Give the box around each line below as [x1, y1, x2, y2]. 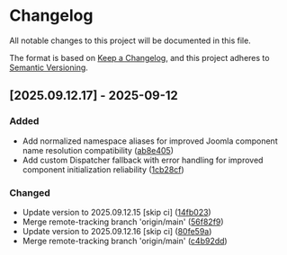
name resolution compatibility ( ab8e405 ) [22, 145, 174, 155]
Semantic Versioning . [9, 62, 88, 73]
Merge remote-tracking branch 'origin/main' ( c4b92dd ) [22, 235, 228, 246]
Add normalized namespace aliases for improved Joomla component [22, 136, 278, 146]
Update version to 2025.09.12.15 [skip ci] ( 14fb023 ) [22, 207, 211, 217]
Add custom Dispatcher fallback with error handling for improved [22, 154, 264, 165]
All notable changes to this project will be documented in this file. [9, 35, 252, 46]
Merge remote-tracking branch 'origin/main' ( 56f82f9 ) [22, 216, 224, 227]
